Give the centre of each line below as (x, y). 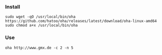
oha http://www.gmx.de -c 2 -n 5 (39, 48)
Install (13, 7)
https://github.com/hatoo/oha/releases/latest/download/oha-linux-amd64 (81, 21)
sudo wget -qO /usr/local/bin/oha (40, 17)
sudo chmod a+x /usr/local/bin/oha (41, 25)
